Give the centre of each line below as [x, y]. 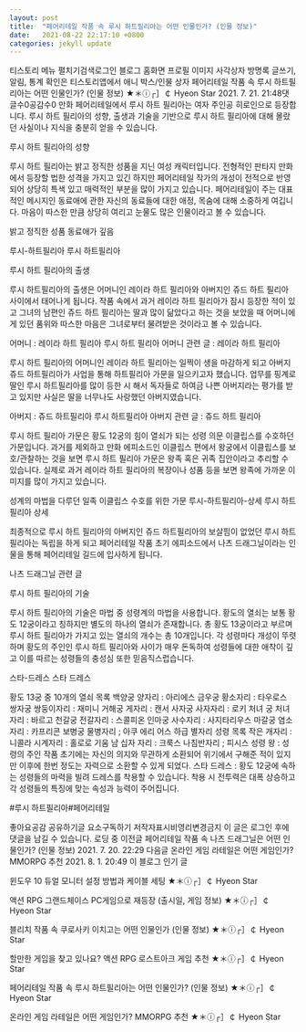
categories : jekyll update [61, 43]
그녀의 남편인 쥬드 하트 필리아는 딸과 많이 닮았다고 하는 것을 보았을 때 [141, 312]
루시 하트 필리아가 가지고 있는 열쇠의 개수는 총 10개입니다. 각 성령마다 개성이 [145, 636]
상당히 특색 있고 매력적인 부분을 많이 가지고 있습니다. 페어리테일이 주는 [151, 189]
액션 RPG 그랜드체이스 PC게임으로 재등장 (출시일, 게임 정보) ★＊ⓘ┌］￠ [140, 900]
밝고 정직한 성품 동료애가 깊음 [62, 232]
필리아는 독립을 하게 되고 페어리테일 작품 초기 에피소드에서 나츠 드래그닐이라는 [148, 543]
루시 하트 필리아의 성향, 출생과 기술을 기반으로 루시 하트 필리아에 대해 [151, 116]
